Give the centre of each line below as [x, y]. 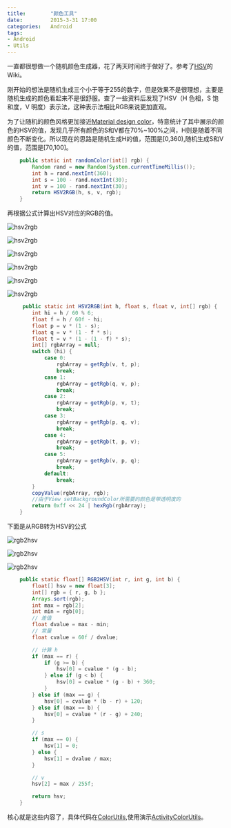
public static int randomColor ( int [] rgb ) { [84, 160]
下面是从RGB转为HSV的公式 [47, 526]
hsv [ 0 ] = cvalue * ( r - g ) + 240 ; [93, 714]
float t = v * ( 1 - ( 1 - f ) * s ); [81, 339]
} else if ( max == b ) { [66, 708]
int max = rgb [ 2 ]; [58, 605]
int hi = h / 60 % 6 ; [63, 313]
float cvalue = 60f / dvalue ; [75, 637]
